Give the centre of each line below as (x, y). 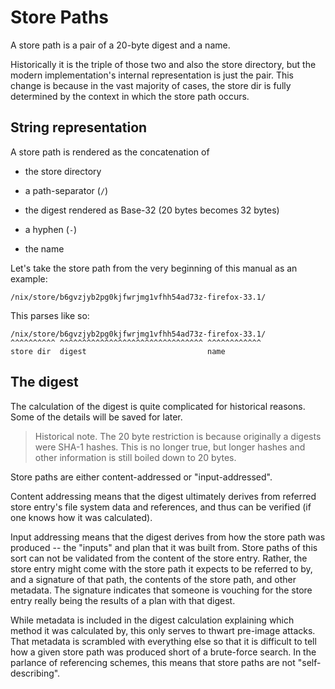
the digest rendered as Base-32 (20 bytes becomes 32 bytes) (152, 210)
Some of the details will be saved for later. (96, 417)
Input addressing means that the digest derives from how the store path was (168, 537)
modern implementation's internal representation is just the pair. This (152, 75)
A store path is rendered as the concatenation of (110, 152)
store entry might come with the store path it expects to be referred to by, (161, 568)
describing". (35, 673)
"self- (309, 662)
